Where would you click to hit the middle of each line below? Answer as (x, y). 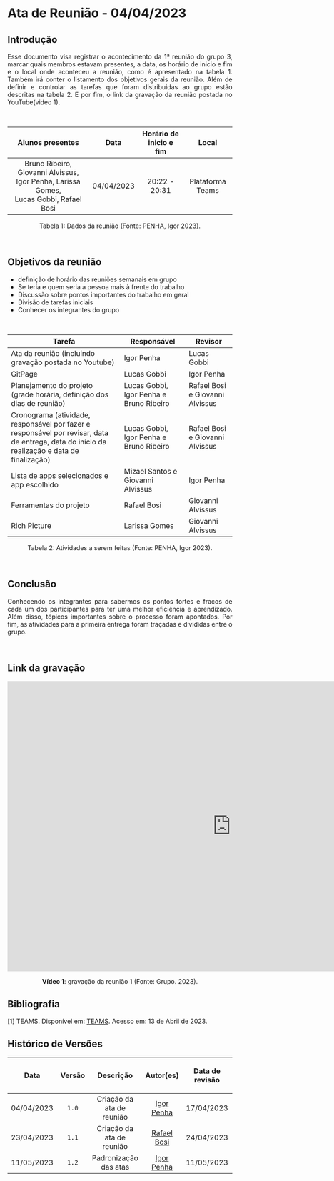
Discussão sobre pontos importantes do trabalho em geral (103, 294)
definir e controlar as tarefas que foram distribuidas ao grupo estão (120, 87)
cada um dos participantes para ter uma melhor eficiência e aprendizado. (120, 609)
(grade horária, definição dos (60, 394)
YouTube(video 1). (34, 102)
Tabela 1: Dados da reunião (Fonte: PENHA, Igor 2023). (120, 226)
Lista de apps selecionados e (60, 475)
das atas (115, 1167)
